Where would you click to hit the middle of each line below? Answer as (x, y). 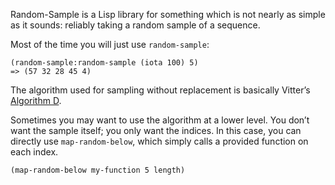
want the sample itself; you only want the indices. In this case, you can (156, 130)
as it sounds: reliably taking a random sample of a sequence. (135, 25)
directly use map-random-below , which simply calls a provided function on (159, 141)
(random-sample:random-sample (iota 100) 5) (104, 63)
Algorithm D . (36, 100)
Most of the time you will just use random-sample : (110, 44)
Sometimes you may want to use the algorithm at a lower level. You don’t (160, 120)
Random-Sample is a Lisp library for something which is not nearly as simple (168, 14)
